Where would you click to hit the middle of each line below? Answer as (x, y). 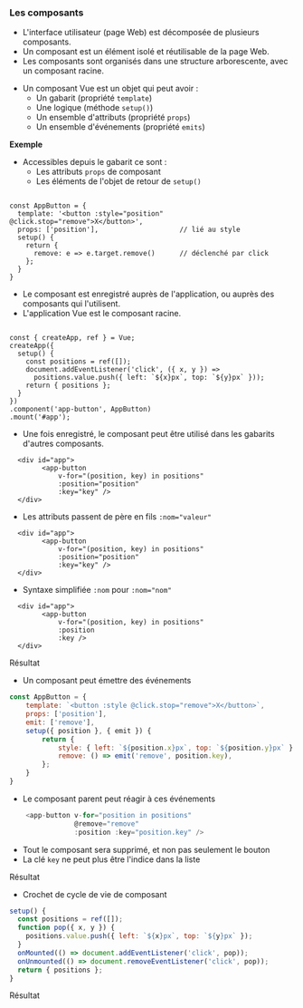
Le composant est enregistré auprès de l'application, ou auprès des (148, 294)
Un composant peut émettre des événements (107, 681)
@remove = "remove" (107, 824)
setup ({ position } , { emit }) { (89, 731)
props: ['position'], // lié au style (129, 230)
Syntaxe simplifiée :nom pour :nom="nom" (97, 590)
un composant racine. (63, 71)
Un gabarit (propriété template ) (94, 98)
